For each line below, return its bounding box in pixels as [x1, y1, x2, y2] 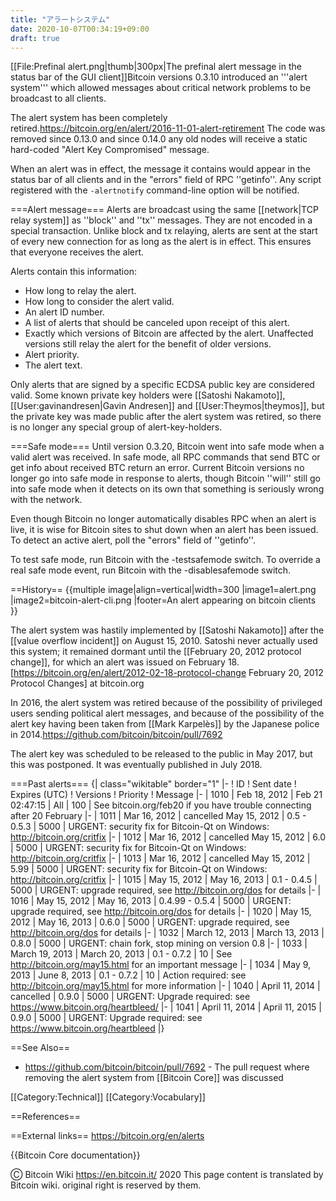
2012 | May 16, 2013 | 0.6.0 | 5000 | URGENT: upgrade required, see [10, 916, 290, 928]
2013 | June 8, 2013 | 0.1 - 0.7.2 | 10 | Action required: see [10, 969, 247, 981]
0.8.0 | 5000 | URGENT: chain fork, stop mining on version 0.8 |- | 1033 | [10, 937, 308, 950]
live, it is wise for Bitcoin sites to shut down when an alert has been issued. [10, 524, 319, 536]
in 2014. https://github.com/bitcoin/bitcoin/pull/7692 [10, 729, 223, 741]
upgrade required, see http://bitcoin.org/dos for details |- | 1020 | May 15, [10, 906, 312, 918]
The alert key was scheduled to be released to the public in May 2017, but [10, 748, 313, 760]
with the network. [10, 494, 83, 506]
